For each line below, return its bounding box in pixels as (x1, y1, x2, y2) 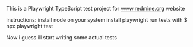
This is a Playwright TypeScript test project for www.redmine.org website (6, 5, 185, 12)
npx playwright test (6, 23, 53, 29)
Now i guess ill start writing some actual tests (6, 34, 118, 41)
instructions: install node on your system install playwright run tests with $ (6, 16, 188, 23)
